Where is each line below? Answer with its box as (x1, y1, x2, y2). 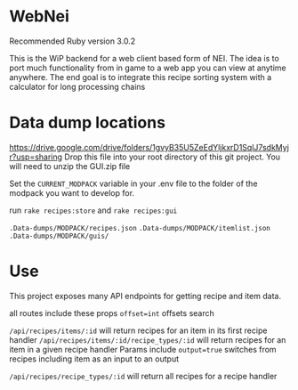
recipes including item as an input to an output (9, 353, 180, 364)
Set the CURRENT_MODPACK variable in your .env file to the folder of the (9, 178, 258, 189)
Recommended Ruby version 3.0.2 (9, 36, 136, 46)
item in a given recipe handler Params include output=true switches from (9, 344, 278, 354)
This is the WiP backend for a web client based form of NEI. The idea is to (9, 53, 280, 63)
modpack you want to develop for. (9, 187, 135, 198)
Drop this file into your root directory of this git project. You (64, 151, 281, 162)
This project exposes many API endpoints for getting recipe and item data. (9, 290, 282, 301)
